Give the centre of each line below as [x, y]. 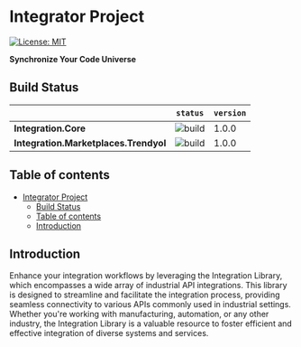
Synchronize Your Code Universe [73, 59]
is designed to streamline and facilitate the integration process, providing [145, 295]
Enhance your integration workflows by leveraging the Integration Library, [146, 276]
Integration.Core [50, 128]
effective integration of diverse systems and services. [109, 333]
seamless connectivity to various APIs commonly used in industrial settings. [150, 305]
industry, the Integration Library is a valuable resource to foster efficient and [151, 324]
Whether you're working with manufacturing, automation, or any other [139, 314]
